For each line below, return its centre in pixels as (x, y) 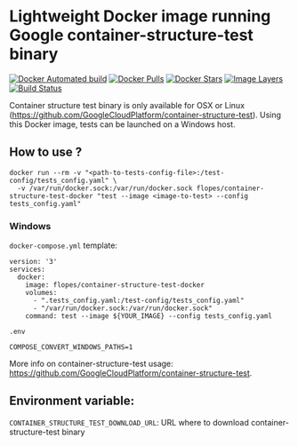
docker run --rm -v (45, 172)
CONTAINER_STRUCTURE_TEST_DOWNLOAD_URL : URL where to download (129, 422)
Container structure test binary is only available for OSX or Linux (127, 105)
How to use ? (46, 152)
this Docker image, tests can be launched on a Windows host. (122, 124)
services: (28, 270)
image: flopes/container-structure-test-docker (115, 285)
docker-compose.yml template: (64, 245)
